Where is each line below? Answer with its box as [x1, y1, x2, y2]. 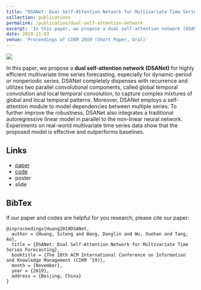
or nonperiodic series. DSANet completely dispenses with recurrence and [6, 77, 188, 84]
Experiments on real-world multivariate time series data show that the [6, 122, 178, 129]
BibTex [6, 198, 32, 208]
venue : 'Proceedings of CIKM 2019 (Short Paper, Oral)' [6, 37, 148, 43]
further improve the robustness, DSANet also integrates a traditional [6, 109, 173, 116]
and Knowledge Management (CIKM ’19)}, [6, 257, 106, 263]
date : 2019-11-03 [6, 31, 50, 37]
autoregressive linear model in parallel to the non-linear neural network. [6, 115, 183, 122]
